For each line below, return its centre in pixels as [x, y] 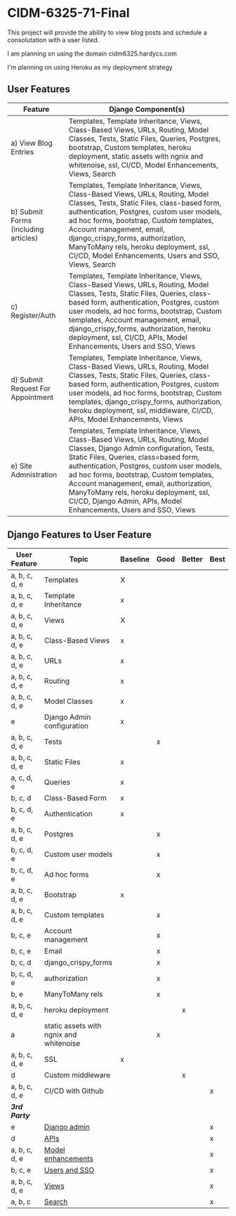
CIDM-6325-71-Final [68, 13]
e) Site [22, 466]
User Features [39, 89]
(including [27, 229]
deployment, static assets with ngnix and [136, 156]
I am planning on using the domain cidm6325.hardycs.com [92, 53]
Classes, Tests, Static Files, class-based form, [145, 203]
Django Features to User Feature [80, 535]
